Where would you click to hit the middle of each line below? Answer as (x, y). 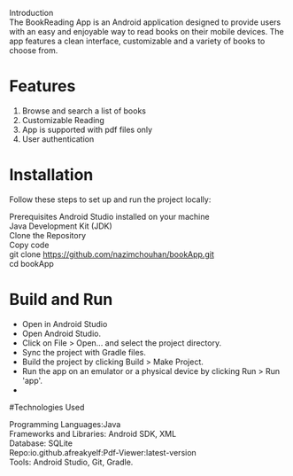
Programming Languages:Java (65, 424)
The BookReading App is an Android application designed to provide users (145, 22)
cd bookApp (32, 263)
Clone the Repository (48, 235)
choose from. (34, 51)
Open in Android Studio (65, 324)
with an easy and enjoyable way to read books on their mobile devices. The (147, 31)
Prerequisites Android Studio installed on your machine (109, 216)
